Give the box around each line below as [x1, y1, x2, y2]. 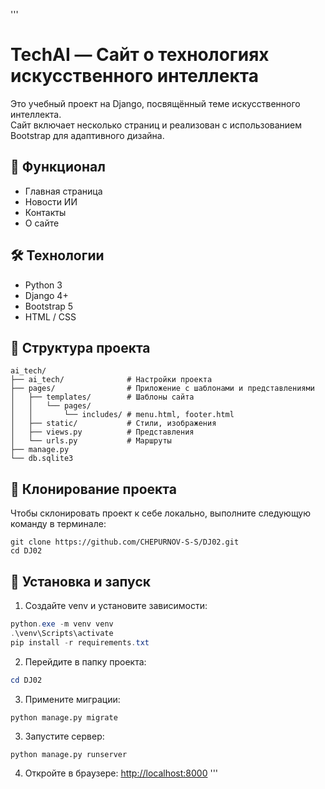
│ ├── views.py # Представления [10, 427, 195, 438]
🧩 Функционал [10, 159, 106, 176]
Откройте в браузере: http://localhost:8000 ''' [24, 767, 219, 779]
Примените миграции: [24, 693, 121, 705]
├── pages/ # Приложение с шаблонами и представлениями [10, 384, 315, 394]
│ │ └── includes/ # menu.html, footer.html [10, 410, 235, 420]
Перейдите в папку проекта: [24, 655, 147, 668]
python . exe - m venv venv [10, 619, 114, 629]
